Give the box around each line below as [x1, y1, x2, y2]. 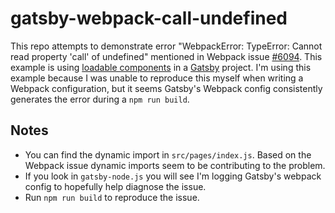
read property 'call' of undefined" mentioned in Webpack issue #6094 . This [10, 50, 323, 62]
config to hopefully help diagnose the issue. [24, 180, 207, 192]
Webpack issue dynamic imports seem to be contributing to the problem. [24, 159, 326, 171]
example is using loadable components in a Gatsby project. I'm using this [10, 61, 312, 73]
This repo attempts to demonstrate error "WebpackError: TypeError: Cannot [10, 40, 323, 52]
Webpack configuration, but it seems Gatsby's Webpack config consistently [10, 82, 323, 94]
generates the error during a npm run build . [10, 93, 190, 105]
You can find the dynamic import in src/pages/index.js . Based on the [24, 148, 312, 161]
